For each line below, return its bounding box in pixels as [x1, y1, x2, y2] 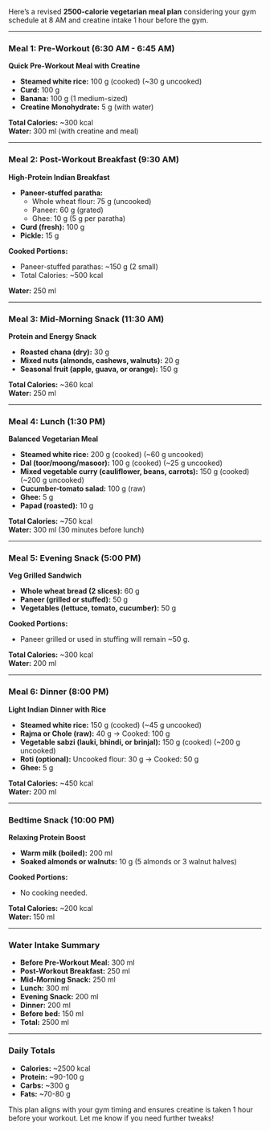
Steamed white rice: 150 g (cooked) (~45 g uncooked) [19, 720, 202, 729]
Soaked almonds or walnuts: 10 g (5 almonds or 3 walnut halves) [19, 857, 237, 867]
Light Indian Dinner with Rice [8, 704, 107, 714]
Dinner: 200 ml [19, 1000, 71, 1011]
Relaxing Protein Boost [8, 833, 86, 843]
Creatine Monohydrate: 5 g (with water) [19, 102, 154, 112]
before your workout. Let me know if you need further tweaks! [8, 1113, 215, 1123]
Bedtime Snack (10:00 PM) [8, 815, 115, 826]
